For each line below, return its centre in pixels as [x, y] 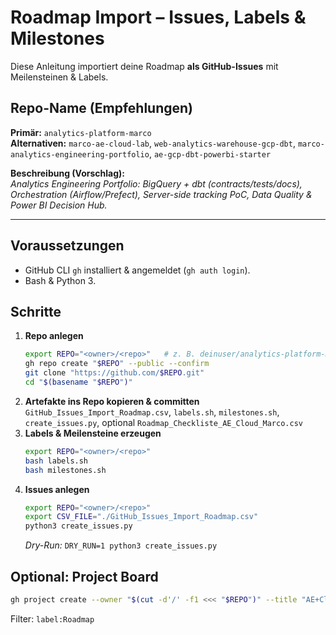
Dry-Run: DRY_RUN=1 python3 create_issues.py [121, 545]
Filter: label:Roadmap [52, 618]
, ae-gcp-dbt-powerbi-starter [210, 153]
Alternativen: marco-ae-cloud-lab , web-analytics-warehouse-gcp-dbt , [153, 143]
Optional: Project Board [84, 576]
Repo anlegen [54, 336]
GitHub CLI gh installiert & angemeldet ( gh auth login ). [137, 270]
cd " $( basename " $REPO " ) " [78, 382]
